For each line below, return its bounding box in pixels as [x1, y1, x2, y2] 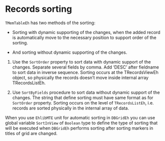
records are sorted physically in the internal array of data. [12, 105, 130, 111]
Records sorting [5, 3, 72, 15]
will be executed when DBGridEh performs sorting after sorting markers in [5, 125, 154, 131]
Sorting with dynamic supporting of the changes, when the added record [12, 29, 161, 35]
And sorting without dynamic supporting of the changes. [12, 49, 127, 55]
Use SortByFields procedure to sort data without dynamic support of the [12, 89, 160, 95]
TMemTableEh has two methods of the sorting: [5, 20, 96, 26]
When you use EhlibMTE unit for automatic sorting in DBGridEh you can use [5, 114, 155, 120]
